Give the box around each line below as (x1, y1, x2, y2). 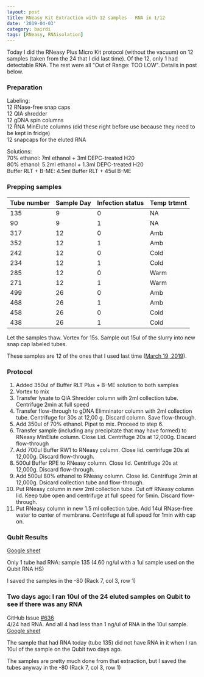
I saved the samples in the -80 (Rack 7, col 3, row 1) (7, 577, 136, 585)
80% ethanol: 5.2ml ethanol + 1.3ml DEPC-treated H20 (7, 161, 144, 168)
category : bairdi (7, 26, 51, 32)
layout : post (7, 9, 40, 15)
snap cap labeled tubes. (7, 340, 68, 347)
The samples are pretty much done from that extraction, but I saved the (7, 657, 186, 664)
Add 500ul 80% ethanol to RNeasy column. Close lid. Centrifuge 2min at (15, 472, 198, 480)
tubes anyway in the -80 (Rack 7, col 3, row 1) (7, 664, 121, 671)
